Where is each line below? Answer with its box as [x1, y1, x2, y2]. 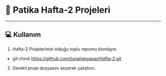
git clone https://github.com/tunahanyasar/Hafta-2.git [12, 55, 122, 61]
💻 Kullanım [5, 30, 41, 39]
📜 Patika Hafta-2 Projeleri [5, 4, 111, 16]
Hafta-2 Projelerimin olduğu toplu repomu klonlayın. [12, 46, 118, 52]
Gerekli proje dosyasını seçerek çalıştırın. [12, 65, 96, 71]
